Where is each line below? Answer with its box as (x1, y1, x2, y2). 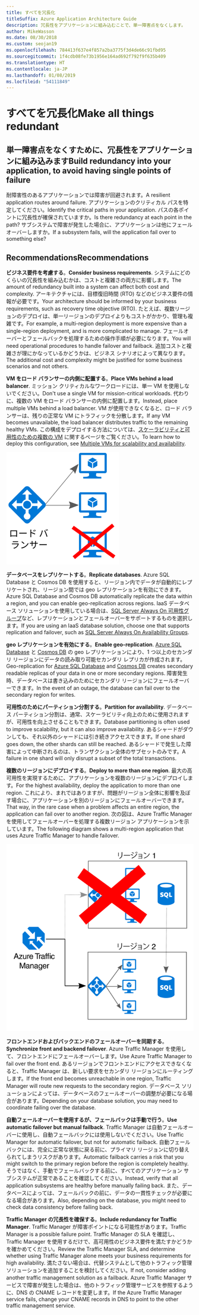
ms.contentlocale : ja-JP (6, 66, 68, 72)
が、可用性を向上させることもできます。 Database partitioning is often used (6, 718, 190, 725)
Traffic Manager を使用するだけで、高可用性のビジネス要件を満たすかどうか (6, 1238, 192, 1245)
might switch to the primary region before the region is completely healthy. (6, 1160, 189, 1168)
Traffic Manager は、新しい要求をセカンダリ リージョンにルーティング (21, 1068, 194, 1075)
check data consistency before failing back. (6, 1204, 113, 1211)
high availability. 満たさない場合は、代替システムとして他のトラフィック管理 (6, 1259, 192, 1266)
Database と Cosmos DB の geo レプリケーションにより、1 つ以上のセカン (6, 649, 188, 656)
